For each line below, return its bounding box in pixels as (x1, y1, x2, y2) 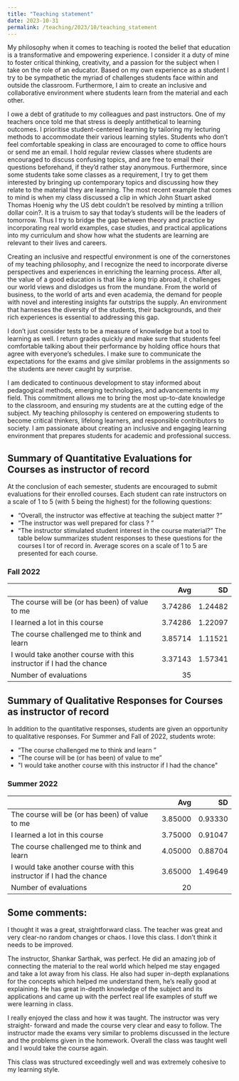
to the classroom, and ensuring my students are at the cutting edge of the (7, 401, 223, 410)
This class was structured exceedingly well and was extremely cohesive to (7, 1057, 226, 1066)
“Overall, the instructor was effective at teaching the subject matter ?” (17, 511, 223, 520)
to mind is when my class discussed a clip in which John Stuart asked (7, 193, 212, 202)
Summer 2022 (7, 779, 58, 789)
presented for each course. (17, 549, 98, 558)
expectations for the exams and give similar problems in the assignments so (7, 357, 230, 366)
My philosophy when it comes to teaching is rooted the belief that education (7, 43, 231, 52)
